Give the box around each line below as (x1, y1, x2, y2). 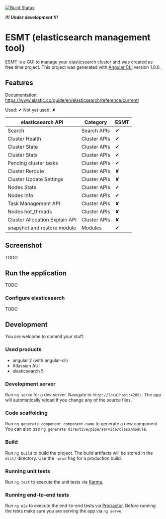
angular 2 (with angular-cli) (12, 357, 68, 363)
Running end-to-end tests (5, 491, 70, 498)
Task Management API (7, 200, 61, 207)
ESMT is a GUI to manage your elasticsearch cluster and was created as (5, 59, 153, 65)
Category (84, 119, 107, 126)
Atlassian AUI (12, 362, 40, 368)
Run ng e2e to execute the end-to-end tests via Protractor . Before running (5, 503, 156, 509)
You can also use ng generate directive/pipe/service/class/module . (5, 426, 148, 432)
